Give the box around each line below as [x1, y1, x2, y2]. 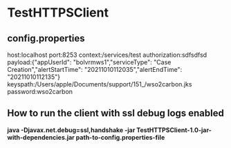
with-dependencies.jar [7, 133, 75, 141]
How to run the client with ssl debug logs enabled [7, 107, 225, 119]
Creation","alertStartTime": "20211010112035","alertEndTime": [7, 66, 183, 73]
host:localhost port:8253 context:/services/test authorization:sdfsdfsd [7, 50, 207, 59]
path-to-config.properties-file [75, 133, 165, 141]
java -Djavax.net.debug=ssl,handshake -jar [7, 126, 136, 134]
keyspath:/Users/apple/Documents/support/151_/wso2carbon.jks [7, 80, 192, 88]
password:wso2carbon [7, 88, 73, 95]
